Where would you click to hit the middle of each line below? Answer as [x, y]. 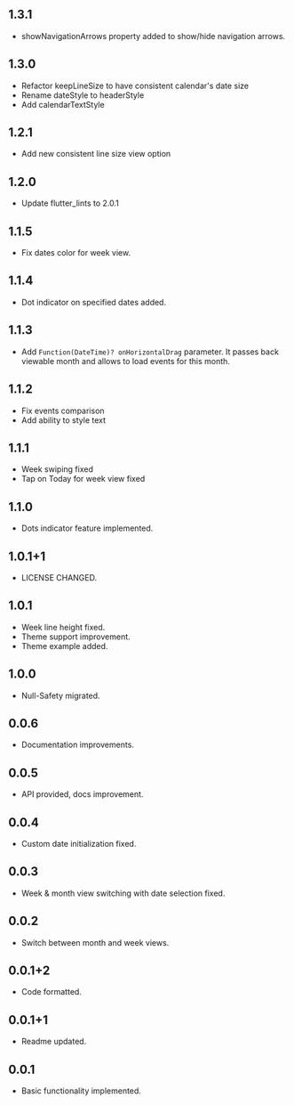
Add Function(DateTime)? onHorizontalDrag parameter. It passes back [150, 352]
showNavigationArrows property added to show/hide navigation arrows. [153, 36]
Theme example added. [64, 646]
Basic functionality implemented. [81, 1091]
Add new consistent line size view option [96, 154]
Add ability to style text [64, 420]
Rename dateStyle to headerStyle [83, 95]
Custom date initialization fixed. [79, 844]
